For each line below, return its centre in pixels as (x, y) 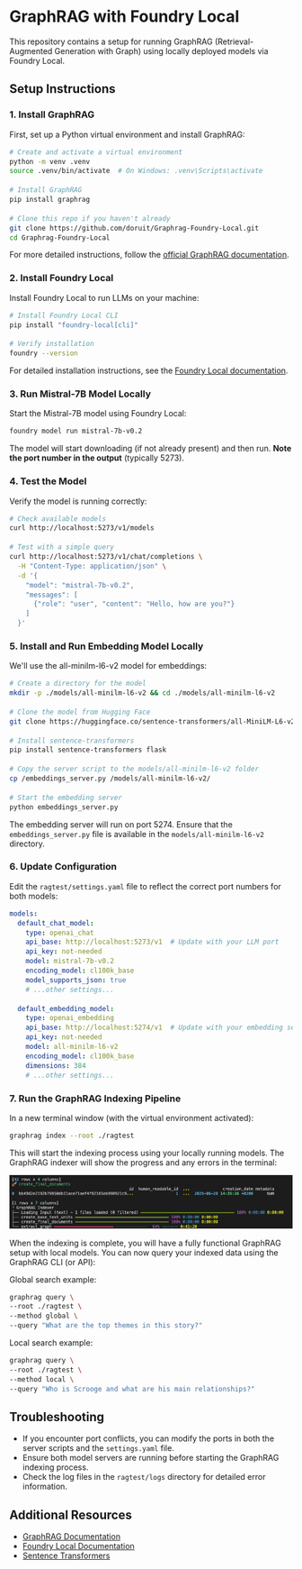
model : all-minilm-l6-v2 (72, 1047)
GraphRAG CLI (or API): (53, 1262)
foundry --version (44, 353)
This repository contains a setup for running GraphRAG (111, 41)
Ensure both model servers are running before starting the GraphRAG (151, 1458)
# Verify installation (52, 344)
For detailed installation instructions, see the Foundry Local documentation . (149, 370)
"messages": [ (52, 595)
